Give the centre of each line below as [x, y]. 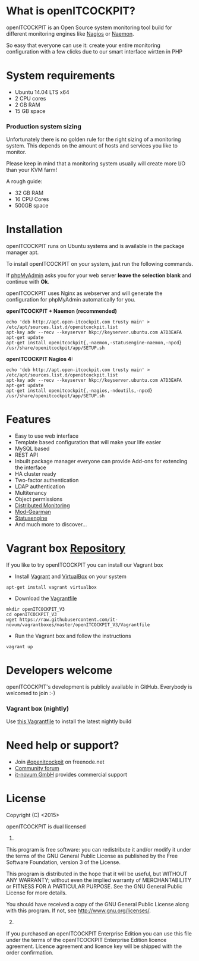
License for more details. [37, 893]
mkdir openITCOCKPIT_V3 [36, 609]
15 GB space [30, 111]
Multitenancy [31, 493]
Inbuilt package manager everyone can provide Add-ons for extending [101, 461]
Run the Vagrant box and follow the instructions [73, 636]
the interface [30, 467]
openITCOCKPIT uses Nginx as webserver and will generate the [84, 293]
